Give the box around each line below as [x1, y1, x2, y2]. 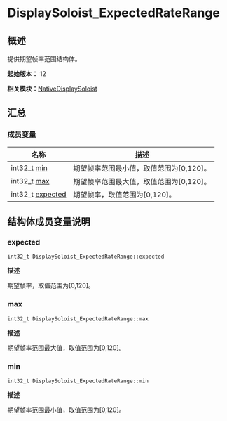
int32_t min [11, 163, 48, 173]
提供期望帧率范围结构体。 [7, 55, 81, 63]
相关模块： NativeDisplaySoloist [7, 84, 98, 93]
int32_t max [11, 176, 50, 186]
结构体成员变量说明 [7, 216, 90, 228]
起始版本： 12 [7, 70, 47, 78]
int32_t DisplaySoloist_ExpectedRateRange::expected [7, 253, 165, 261]
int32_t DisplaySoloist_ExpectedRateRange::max [7, 315, 149, 323]
